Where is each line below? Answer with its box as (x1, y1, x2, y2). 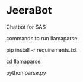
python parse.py (6, 69, 46, 76)
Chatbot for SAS (6, 23, 46, 30)
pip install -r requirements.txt (6, 46, 77, 53)
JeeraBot (6, 4, 52, 17)
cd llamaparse (6, 58, 41, 65)
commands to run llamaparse (6, 34, 78, 42)
